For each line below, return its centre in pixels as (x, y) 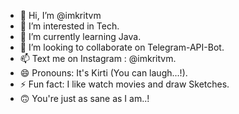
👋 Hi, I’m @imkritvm (60, 15)
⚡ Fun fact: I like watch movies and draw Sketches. (124, 84)
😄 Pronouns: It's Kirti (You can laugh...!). (103, 73)
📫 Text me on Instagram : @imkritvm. (98, 58)
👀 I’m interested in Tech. (69, 26)
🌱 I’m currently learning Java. (80, 36)
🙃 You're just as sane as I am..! (84, 98)
